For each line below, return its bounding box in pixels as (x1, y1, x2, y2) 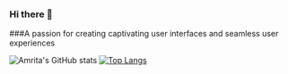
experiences (9, 37, 56, 48)
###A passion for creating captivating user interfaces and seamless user (9, 29, 279, 39)
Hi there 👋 (9, 8, 54, 21)
